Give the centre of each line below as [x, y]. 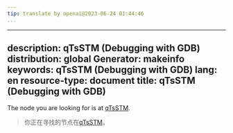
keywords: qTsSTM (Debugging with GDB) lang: [112, 70]
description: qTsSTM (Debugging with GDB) [104, 48]
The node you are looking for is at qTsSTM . [69, 108]
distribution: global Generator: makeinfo [96, 59]
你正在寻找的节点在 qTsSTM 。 [66, 123]
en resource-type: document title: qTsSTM [101, 81]
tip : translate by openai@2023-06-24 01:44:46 [76, 14]
